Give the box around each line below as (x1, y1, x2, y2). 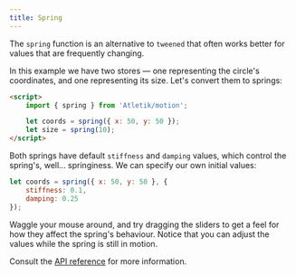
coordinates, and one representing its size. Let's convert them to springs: (9, 74, 282, 86)
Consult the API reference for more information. (9, 255, 187, 267)
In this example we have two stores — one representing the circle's (9, 65, 260, 76)
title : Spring (9, 13, 63, 23)
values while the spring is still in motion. (9, 238, 158, 249)
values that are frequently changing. (9, 47, 145, 59)
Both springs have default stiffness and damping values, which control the (9, 150, 287, 161)
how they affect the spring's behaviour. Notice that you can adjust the (9, 228, 270, 240)
